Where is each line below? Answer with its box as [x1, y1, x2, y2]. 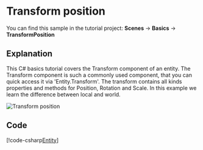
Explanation [6, 49, 53, 59]
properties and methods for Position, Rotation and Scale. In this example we [6, 84, 197, 91]
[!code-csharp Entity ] [6, 136, 59, 144]
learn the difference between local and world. [6, 90, 121, 98]
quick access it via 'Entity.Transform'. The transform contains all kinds [6, 77, 182, 85]
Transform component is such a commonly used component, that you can [6, 71, 192, 79]
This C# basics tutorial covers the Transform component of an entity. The [6, 65, 191, 72]
